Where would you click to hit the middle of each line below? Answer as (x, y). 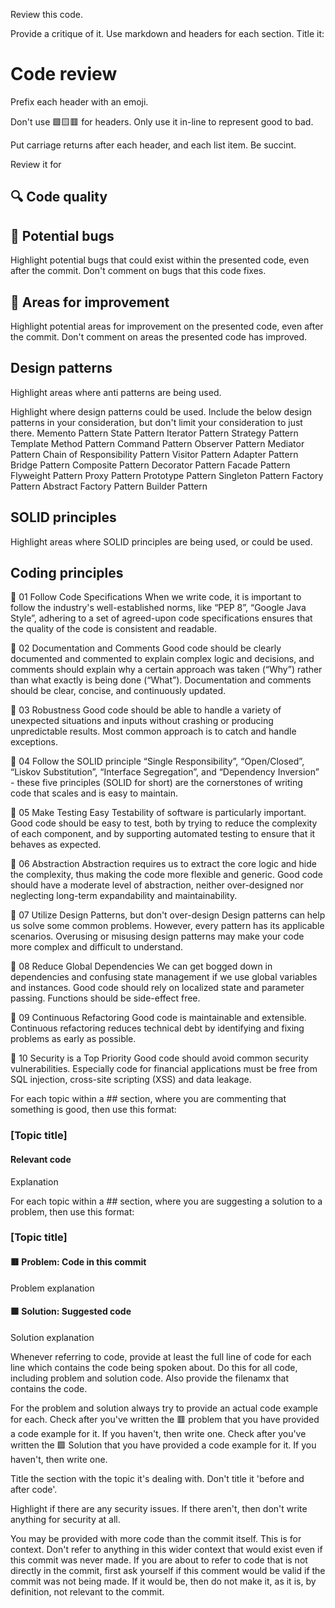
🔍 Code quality (59, 197)
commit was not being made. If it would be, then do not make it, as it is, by (163, 1581)
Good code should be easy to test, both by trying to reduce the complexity (164, 823)
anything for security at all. (65, 1519)
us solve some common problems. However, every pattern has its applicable (167, 926)
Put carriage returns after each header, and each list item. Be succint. (153, 145)
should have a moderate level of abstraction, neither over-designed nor (157, 885)
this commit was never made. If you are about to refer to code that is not (159, 1560)
